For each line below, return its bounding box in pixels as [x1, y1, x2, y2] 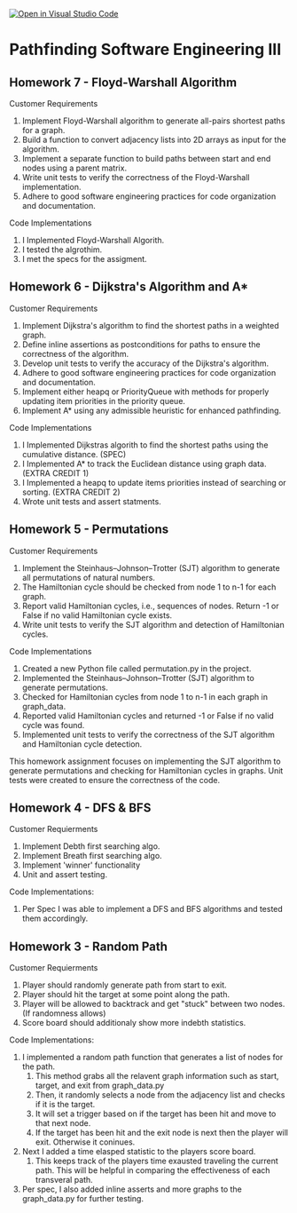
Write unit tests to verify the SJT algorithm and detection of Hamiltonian [21, 619, 285, 630]
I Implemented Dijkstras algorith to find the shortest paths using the [21, 440, 269, 450]
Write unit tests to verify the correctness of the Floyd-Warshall [21, 172, 250, 182]
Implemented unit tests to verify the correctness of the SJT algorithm [21, 729, 275, 740]
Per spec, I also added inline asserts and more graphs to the [21, 1184, 242, 1194]
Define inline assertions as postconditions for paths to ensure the [21, 338, 261, 350]
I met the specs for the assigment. [21, 254, 148, 264]
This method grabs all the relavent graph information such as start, [35, 1071, 279, 1082]
